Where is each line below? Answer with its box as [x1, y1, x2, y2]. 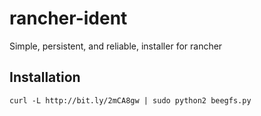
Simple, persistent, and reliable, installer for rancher [9, 40, 223, 52]
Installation [9, 69, 81, 86]
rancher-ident [9, 7, 128, 30]
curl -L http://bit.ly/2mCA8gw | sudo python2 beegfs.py [9, 95, 252, 106]
